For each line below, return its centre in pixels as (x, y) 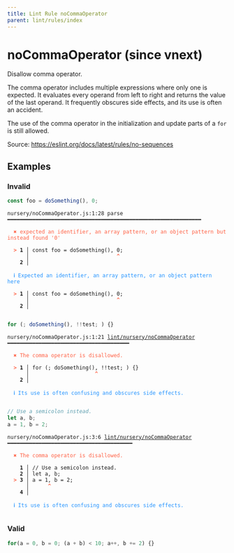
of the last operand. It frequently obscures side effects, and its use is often (115, 103)
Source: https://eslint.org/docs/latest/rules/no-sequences (90, 145)
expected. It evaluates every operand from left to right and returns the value (116, 95)
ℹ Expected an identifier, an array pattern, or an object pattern (113, 275)
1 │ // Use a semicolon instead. (68, 468)
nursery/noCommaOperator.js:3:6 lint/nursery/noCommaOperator (100, 437)
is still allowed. (28, 131)
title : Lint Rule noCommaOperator (58, 14)
